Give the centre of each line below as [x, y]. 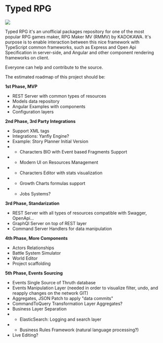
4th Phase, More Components [36, 238]
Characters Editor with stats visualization [61, 173]
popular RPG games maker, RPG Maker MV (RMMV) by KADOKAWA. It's [78, 37]
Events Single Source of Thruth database [54, 282]
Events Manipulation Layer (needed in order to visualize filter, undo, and [85, 288]
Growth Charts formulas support [52, 183]
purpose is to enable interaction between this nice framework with [72, 42]
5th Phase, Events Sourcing [34, 273]
